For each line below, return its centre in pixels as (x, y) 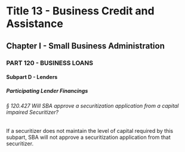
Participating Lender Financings (47, 90)
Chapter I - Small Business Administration (86, 46)
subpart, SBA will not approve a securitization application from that (89, 137)
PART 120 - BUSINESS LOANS (50, 63)
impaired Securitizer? (32, 113)
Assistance (35, 24)
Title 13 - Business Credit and (80, 11)
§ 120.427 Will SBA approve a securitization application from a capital (92, 106)
